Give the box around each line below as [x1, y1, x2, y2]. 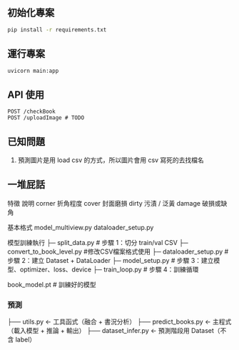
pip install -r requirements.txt [7, 26, 107, 34]
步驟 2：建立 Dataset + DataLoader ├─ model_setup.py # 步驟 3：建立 [7, 256, 214, 264]
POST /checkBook [7, 108, 56, 116]
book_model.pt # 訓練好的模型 [7, 280, 96, 289]
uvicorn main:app [7, 67, 59, 74]
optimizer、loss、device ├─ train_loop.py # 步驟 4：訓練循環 [19, 265, 199, 274]
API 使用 [7, 89, 45, 101]
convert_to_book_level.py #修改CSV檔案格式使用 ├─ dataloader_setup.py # [7, 247, 229, 256]
